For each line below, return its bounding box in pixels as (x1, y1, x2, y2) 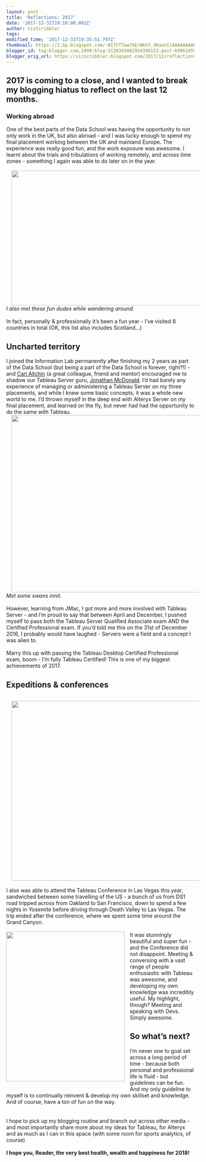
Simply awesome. (130, 1013, 173, 1021)
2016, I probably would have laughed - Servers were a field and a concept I (6, 630, 191, 638)
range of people (130, 963, 169, 970)
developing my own (130, 982, 178, 989)
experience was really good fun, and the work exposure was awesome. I (6, 145, 185, 152)
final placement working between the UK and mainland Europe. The (6, 138, 173, 146)
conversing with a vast (130, 957, 186, 964)
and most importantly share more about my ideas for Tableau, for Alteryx (6, 1124, 186, 1131)
